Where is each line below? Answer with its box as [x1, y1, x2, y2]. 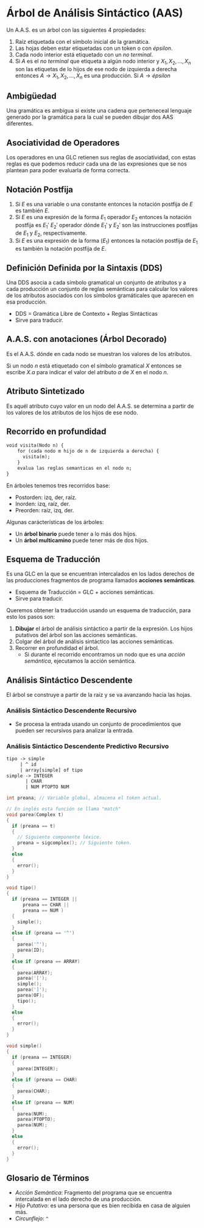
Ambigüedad [6, 91, 57, 101]
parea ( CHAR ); [17, 1088, 51, 1094]
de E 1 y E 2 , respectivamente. [15, 229, 87, 238]
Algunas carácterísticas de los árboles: [6, 518, 104, 526]
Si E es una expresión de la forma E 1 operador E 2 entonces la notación [15, 213, 192, 222]
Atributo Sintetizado [6, 386, 85, 397]
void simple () [6, 1043, 43, 1049]
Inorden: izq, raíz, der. [15, 500, 71, 508]
